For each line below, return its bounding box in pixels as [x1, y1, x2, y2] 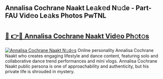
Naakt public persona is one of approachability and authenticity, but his [5, 63, 149, 69]
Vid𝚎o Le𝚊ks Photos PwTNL [19, 12, 107, 20]
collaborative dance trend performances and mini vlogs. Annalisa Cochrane [5, 58, 158, 64]
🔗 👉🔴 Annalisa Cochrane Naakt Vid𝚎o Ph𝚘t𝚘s [5, 32, 149, 40]
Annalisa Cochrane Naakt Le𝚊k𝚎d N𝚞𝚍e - [5, 4, 135, 12]
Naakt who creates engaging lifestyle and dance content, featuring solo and [5, 53, 158, 58]
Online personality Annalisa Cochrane [77, 48, 154, 53]
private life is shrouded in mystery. [5, 69, 75, 74]
